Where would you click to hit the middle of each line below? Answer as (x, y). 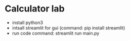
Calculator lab (35, 9)
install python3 (28, 22)
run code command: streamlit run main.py (56, 33)
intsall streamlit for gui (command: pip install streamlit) (69, 27)
